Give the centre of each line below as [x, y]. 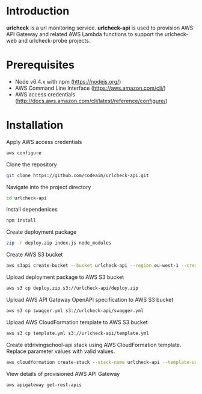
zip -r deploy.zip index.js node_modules [59, 243]
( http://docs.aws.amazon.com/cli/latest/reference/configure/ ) [91, 101]
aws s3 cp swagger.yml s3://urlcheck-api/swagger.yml [75, 311]
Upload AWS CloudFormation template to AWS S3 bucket [77, 322]
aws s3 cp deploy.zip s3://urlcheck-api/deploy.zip [72, 288]
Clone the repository [32, 164]
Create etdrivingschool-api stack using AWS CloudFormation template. [94, 345]
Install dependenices [32, 210]
